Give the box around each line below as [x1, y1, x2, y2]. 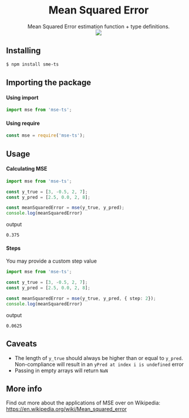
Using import [6, 94, 39, 101]
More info [6, 383, 42, 393]
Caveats [6, 339, 37, 349]
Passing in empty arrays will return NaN [14, 367, 109, 374]
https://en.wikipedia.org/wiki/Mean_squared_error [6, 406, 127, 413]
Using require [6, 120, 40, 127]
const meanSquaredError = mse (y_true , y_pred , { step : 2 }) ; [6, 295, 157, 301]
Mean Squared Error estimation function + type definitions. [27, 23, 170, 30]
